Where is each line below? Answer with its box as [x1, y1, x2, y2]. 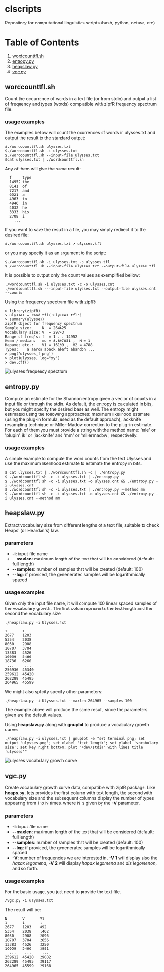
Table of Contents [5, 37, 79, 48]
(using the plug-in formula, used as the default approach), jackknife [5, 416, 141, 422]
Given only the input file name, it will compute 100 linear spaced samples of [5, 600, 157, 606]
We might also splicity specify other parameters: [5, 688, 102, 694]
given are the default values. [5, 712, 62, 718]
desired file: [5, 232, 29, 238]
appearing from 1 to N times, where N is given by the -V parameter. [5, 800, 140, 806]
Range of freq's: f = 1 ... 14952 [5, 334, 78, 339]
